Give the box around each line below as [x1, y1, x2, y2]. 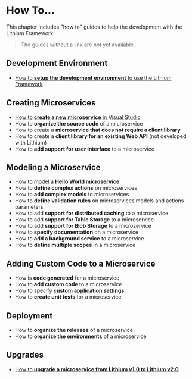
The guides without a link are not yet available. [20, 41, 135, 48]
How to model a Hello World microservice [14, 178, 120, 185]
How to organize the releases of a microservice [14, 327, 133, 333]
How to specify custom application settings [14, 287, 125, 295]
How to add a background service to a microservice [14, 235, 144, 242]
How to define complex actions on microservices [14, 184, 138, 192]
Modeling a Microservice [6, 162, 101, 173]
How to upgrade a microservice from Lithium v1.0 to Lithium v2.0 [14, 365, 179, 372]
